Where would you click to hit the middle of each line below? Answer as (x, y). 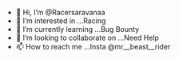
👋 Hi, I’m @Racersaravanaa (60, 12)
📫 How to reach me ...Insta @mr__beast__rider (93, 47)
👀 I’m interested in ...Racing (61, 21)
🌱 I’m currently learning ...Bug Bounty (78, 29)
